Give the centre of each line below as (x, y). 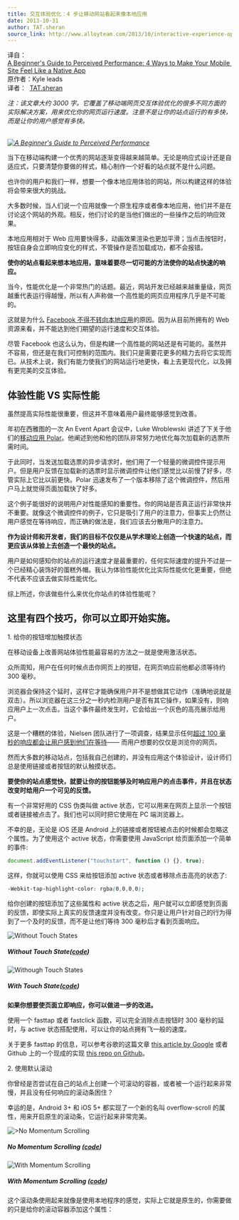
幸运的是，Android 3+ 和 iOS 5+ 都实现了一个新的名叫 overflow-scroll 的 (113, 1107)
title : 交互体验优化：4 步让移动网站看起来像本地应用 (78, 14)
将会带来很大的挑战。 (38, 190)
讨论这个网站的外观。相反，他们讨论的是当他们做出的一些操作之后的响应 (113, 215)
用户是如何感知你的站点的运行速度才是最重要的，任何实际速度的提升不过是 (116, 561)
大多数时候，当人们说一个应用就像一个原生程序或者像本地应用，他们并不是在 (119, 206)
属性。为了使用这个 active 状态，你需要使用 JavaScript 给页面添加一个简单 (122, 838)
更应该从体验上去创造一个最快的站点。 (63, 545)
